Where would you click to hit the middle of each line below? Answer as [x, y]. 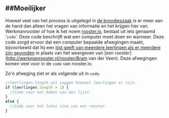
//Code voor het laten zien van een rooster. [59, 106]
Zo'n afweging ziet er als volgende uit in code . [53, 73]
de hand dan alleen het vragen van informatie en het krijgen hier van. [77, 26]
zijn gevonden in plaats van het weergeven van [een [59, 53]
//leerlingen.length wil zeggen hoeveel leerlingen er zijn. [71, 83]
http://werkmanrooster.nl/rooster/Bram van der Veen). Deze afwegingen [82, 58]
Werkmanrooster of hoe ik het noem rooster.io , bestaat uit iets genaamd [80, 31]
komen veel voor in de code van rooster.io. [49, 63]
